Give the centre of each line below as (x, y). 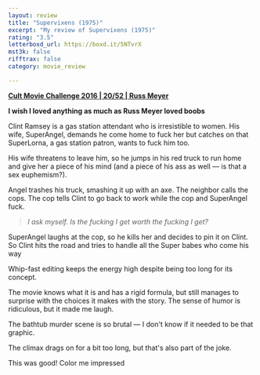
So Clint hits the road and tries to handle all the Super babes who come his (128, 245)
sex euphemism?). (38, 174)
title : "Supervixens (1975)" (56, 23)
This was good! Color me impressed (67, 362)
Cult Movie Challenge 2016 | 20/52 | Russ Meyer (88, 96)
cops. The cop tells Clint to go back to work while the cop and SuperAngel (128, 198)
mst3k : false (29, 52)
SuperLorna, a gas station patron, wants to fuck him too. (99, 143)
